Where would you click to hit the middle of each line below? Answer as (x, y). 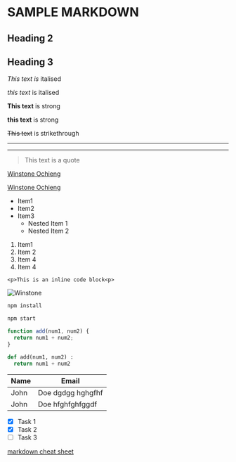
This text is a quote (52, 160)
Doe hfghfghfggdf (67, 404)
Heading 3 (31, 62)
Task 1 (27, 421)
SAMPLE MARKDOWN (73, 12)
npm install (25, 306)
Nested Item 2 (48, 231)
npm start (22, 319)
